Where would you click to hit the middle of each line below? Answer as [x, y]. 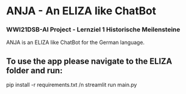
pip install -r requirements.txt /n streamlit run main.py [72, 85]
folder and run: [34, 70]
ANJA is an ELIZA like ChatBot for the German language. [75, 42]
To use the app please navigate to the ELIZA [89, 61]
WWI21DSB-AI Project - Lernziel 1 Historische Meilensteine [93, 30]
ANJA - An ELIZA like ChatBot [81, 11]
